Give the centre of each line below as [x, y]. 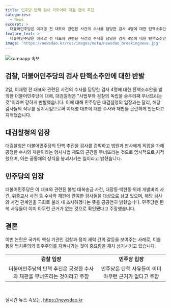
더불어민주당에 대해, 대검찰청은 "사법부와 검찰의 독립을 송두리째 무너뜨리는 [88, 96]
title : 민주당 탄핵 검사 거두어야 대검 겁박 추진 [50, 10]
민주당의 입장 [25, 176]
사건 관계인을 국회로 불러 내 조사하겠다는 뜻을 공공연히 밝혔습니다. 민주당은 [84, 202]
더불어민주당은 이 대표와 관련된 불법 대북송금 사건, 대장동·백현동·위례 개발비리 [82, 189]
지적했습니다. [18, 115]
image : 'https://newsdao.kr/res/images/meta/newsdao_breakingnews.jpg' [83, 43]
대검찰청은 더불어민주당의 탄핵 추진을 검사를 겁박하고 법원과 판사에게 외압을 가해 [85, 146]
